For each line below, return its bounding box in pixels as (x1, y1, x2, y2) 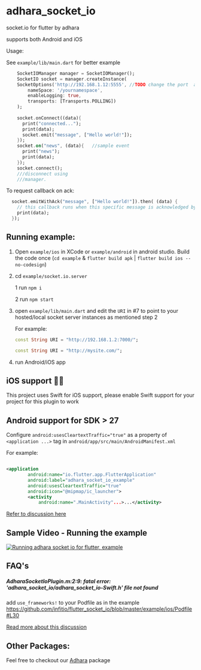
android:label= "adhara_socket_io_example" (28, 477, 135, 483)
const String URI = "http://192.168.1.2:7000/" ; (14, 337, 139, 343)
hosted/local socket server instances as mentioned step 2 (14, 313, 158, 321)
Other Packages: (6, 641, 70, 651)
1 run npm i (14, 283, 42, 291)
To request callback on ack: (6, 187, 75, 194)
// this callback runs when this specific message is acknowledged (17, 204, 188, 210)
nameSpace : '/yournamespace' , (28, 87, 103, 93)
